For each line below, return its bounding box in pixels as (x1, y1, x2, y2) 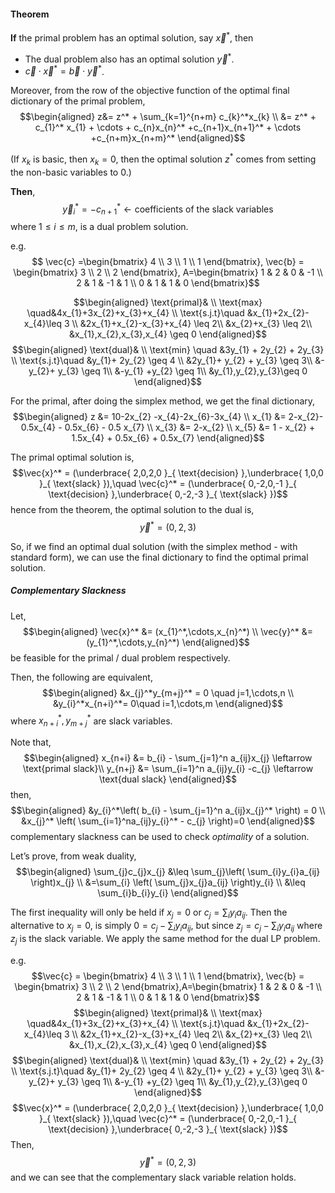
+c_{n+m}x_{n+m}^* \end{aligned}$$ (90, 132, 246, 144)
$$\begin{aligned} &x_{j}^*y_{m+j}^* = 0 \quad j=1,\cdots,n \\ (41, 686, 295, 699)
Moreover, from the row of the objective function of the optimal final (10, 85, 290, 97)
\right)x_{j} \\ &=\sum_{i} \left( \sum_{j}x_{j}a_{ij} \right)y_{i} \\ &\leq (30, 876, 306, 889)
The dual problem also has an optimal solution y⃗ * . (24, 51, 235, 65)
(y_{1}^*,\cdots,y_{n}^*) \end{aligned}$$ (86, 636, 250, 648)
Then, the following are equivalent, (10, 671, 153, 683)
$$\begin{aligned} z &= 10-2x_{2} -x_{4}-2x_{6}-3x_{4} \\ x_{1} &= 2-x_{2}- (12, 411, 324, 423)
